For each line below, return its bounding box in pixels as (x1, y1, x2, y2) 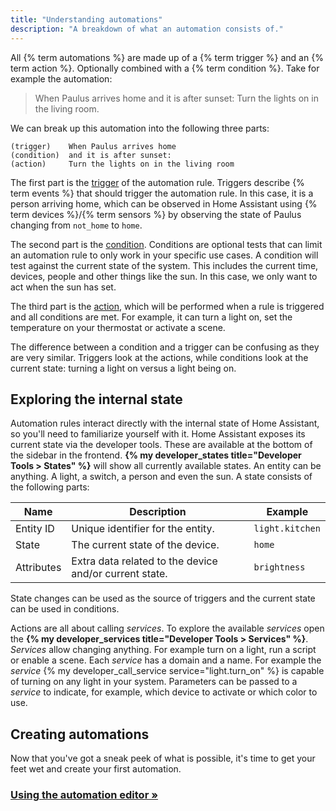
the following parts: (10, 481, 90, 493)
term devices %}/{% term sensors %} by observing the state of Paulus (10, 208, 302, 220)
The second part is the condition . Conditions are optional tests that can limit (10, 238, 323, 250)
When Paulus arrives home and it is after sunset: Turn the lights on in (34, 92, 319, 104)
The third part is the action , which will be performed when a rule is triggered (10, 300, 325, 312)
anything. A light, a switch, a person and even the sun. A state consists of (10, 471, 313, 483)
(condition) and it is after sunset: (10, 150, 172, 160)
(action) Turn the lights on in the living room (10, 159, 235, 169)
